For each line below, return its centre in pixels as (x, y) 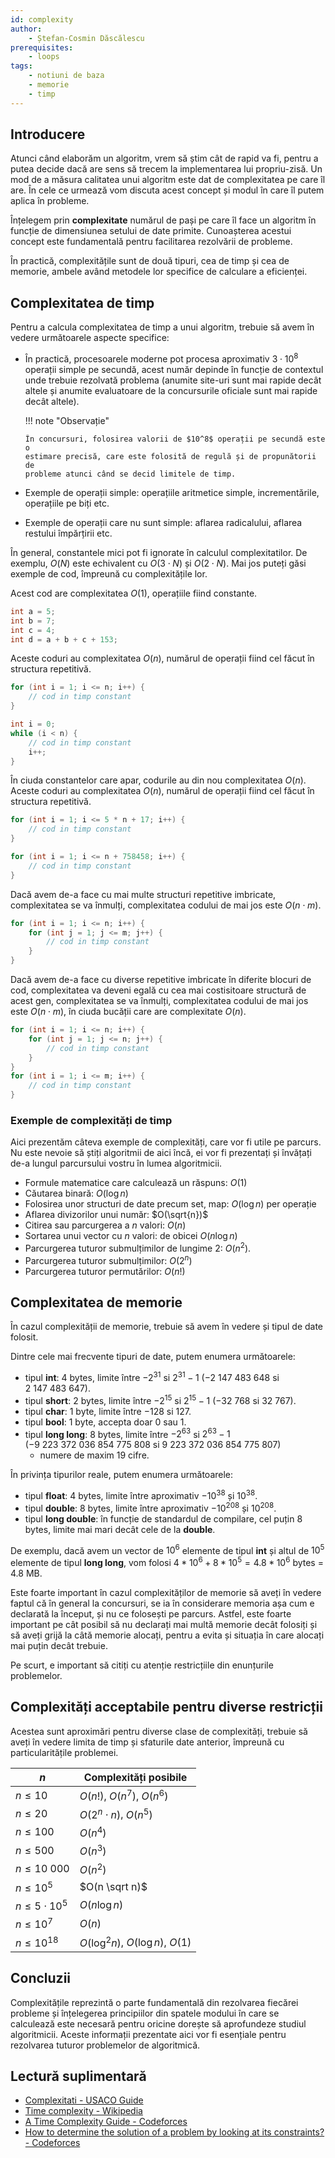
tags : (21, 66)
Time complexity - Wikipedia (83, 2111)
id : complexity (42, 19)
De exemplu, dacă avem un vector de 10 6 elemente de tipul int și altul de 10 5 (167, 1549)
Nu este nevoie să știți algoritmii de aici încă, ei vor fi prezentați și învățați (161, 1153)
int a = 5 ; (33, 611)
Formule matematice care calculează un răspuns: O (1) (136, 1183)
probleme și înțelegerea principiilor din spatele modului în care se (145, 2013)
